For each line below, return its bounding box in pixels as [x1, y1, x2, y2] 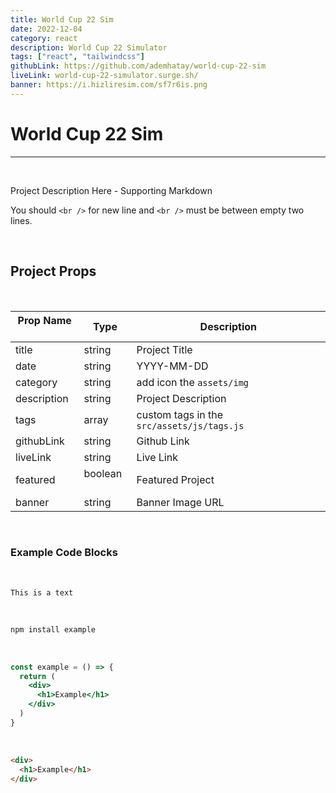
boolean [83, 466, 123, 480]
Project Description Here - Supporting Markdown [10, 184, 213, 196]
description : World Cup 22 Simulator [10, 42, 168, 53]
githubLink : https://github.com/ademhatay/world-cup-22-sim [10, 61, 267, 71]
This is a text [10, 587, 74, 598]
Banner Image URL [136, 495, 225, 509]
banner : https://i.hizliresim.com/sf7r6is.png [10, 80, 208, 90]
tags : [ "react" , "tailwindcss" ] [10, 52, 145, 62]
